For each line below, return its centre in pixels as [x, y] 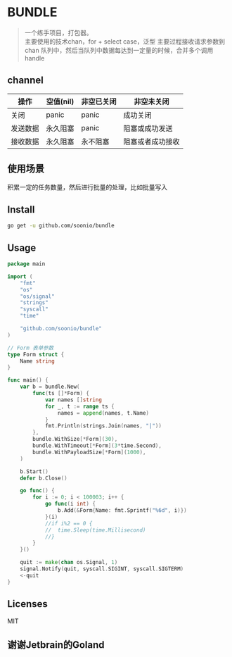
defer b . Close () [44, 478]
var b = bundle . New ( [50, 387]
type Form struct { [36, 354]
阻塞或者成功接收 [152, 142]
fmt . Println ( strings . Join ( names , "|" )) [103, 426]
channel [25, 81]
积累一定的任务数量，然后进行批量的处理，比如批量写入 [87, 187]
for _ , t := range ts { [79, 406]
